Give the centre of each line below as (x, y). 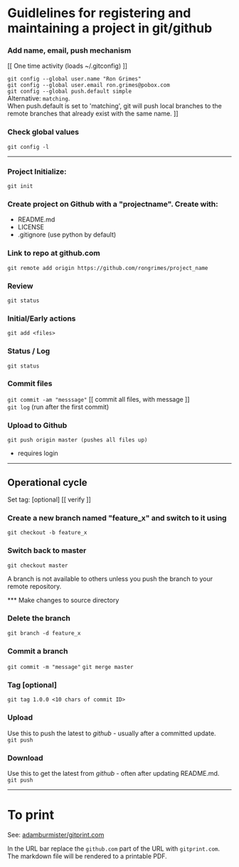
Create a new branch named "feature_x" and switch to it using (117, 518)
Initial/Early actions (42, 318)
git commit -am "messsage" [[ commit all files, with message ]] (99, 399)
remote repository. (34, 586)
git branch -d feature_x (44, 633)
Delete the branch (39, 618)
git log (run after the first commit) (58, 407)
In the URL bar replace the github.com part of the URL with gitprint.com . (114, 848)
